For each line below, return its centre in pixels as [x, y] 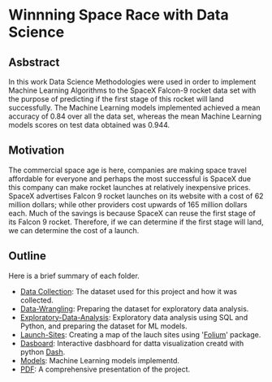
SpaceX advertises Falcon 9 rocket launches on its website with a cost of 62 [136, 196]
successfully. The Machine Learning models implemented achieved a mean [135, 108]
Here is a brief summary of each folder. [74, 276]
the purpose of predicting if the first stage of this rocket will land [116, 99]
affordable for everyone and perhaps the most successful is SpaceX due [130, 178]
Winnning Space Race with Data [119, 15]
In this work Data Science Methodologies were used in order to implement [132, 82]
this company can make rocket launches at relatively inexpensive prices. [130, 187]
